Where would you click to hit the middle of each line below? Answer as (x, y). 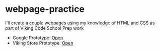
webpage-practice (45, 9)
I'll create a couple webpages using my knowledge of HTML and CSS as (80, 23)
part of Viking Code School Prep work (45, 28)
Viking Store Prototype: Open (43, 43)
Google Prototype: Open (38, 38)
